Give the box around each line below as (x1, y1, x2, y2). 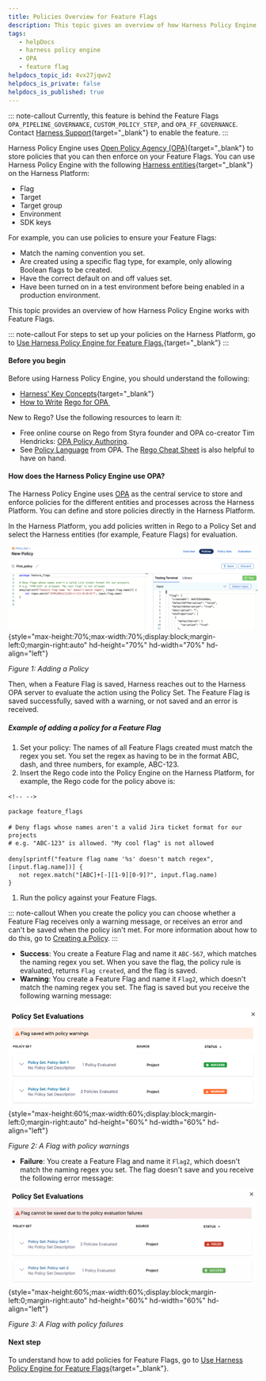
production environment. (19, 290, 101, 300)
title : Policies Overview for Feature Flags (8, 13, 158, 21)
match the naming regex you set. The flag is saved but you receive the (19, 983, 250, 993)
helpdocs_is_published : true (8, 88, 104, 96)
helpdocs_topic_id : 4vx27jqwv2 (8, 71, 112, 79)
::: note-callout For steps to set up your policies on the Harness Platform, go (8, 329, 256, 339)
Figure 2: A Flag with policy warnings (8, 1141, 130, 1150)
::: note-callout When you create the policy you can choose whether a (8, 909, 236, 918)
